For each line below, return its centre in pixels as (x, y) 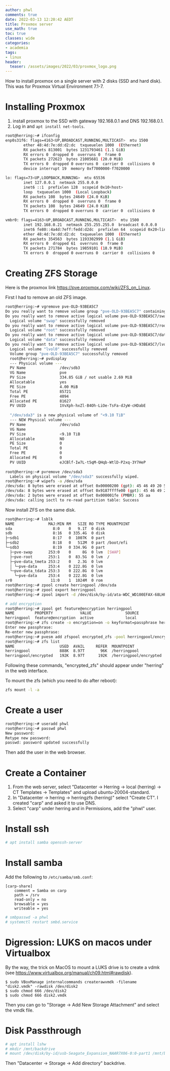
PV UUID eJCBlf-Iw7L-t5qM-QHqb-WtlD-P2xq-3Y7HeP (78, 462)
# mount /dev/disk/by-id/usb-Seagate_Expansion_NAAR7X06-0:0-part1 (78, 1054)
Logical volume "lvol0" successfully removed (59, 349)
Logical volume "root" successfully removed (57, 330)
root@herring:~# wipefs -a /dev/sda (44, 481)
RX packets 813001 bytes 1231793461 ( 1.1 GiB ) (74, 150)
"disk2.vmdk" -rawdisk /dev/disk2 (42, 986)
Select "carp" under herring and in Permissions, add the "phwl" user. (84, 809)
